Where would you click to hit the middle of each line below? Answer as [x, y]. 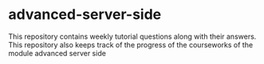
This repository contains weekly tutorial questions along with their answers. [132, 36]
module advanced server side [57, 53]
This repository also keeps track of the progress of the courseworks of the [131, 44]
